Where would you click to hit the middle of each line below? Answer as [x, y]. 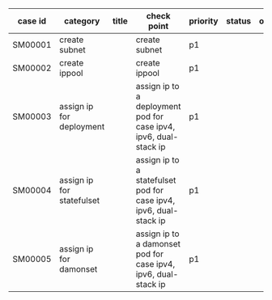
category [82, 21]
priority [204, 21]
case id [32, 21]
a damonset [158, 244]
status [239, 21]
